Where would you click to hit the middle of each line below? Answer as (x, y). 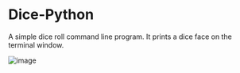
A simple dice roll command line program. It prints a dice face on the (120, 36)
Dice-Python (51, 15)
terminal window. (36, 44)
